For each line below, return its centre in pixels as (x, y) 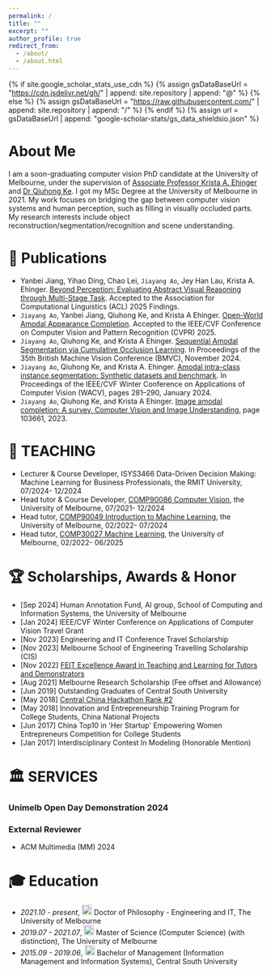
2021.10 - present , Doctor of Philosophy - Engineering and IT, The (135, 912)
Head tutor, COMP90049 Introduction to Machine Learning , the (125, 516)
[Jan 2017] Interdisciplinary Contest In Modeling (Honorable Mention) (135, 742)
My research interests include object (70, 216)
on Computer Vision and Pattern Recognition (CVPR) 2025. (118, 332)
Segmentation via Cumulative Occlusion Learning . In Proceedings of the (140, 349)
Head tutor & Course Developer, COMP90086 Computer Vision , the (132, 499)
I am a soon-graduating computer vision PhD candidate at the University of (133, 173)
